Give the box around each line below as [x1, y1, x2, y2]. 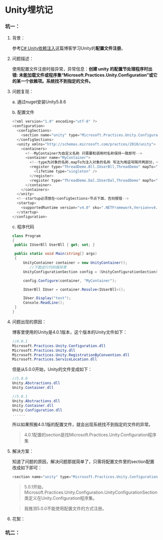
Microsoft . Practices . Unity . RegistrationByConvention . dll [12, 352, 130, 357]
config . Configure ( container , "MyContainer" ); [23, 278, 117, 283]
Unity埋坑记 [5, 4, 53, 16]
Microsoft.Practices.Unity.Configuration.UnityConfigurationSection [24, 489, 158, 495]
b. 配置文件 [12, 109, 35, 115]
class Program [12, 233, 41, 238]
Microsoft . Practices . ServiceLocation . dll [12, 357, 98, 362]
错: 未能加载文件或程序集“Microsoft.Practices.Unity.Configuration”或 [12, 72, 154, 78]
